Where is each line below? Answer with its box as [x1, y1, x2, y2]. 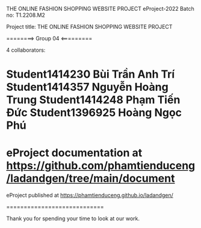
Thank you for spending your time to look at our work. [6, 215, 140, 222]
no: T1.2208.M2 [6, 11, 45, 19]
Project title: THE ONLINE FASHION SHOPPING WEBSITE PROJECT [6, 23, 173, 30]
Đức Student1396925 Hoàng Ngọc [6, 106, 182, 120]
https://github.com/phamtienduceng [6, 159, 196, 173]
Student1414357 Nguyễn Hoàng [6, 81, 169, 94]
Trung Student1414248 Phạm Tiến [6, 93, 181, 107]
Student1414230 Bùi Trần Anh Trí [6, 67, 175, 81]
